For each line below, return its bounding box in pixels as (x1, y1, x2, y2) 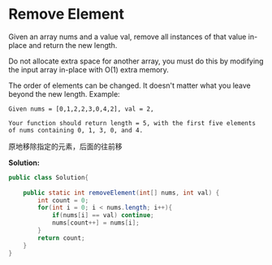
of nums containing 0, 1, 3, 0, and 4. (8, 126, 144, 134)
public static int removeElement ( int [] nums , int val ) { (23, 189, 220, 197)
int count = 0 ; (37, 196, 89, 204)
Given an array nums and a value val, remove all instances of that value (8, 32, 247, 41)
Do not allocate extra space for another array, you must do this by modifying (8, 56, 264, 66)
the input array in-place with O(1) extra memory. (8, 64, 169, 74)
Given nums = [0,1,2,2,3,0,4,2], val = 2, (8, 105, 154, 113)
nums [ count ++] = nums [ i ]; (51, 219, 140, 228)
